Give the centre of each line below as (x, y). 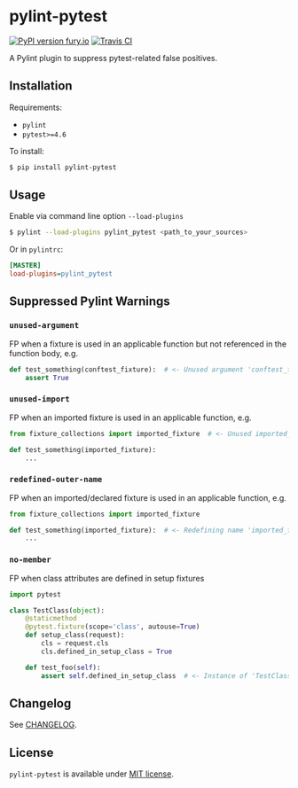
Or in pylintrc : (36, 249)
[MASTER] (25, 266)
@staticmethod (51, 619)
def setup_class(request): (75, 636)
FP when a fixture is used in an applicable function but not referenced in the (148, 344)
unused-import (39, 399)
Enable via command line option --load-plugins (97, 216)
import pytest (35, 594)
